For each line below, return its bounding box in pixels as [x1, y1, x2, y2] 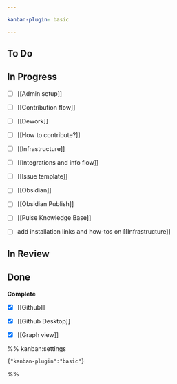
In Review [7, 247, 50, 259]
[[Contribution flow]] [17, 103, 76, 111]
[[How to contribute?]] [17, 131, 81, 139]
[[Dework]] [17, 117, 48, 125]
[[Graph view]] [17, 330, 59, 338]
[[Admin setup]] [17, 89, 63, 97]
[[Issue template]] [17, 172, 68, 181]
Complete [7, 290, 37, 298]
